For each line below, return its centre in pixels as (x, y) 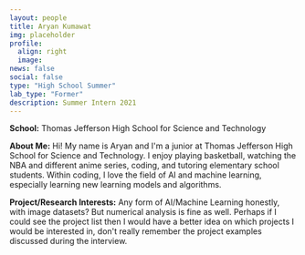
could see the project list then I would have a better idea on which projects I (152, 222)
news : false (32, 69)
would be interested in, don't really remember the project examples (136, 231)
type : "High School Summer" (63, 86)
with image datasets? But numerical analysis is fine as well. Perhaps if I (143, 212)
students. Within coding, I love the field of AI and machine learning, (136, 175)
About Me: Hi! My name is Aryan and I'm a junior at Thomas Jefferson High (152, 146)
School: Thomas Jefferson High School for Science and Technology (138, 128)
